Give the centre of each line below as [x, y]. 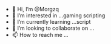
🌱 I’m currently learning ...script [51, 22]
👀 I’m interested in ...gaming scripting [59, 15]
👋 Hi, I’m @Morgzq [35, 9]
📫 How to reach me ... [40, 35]
